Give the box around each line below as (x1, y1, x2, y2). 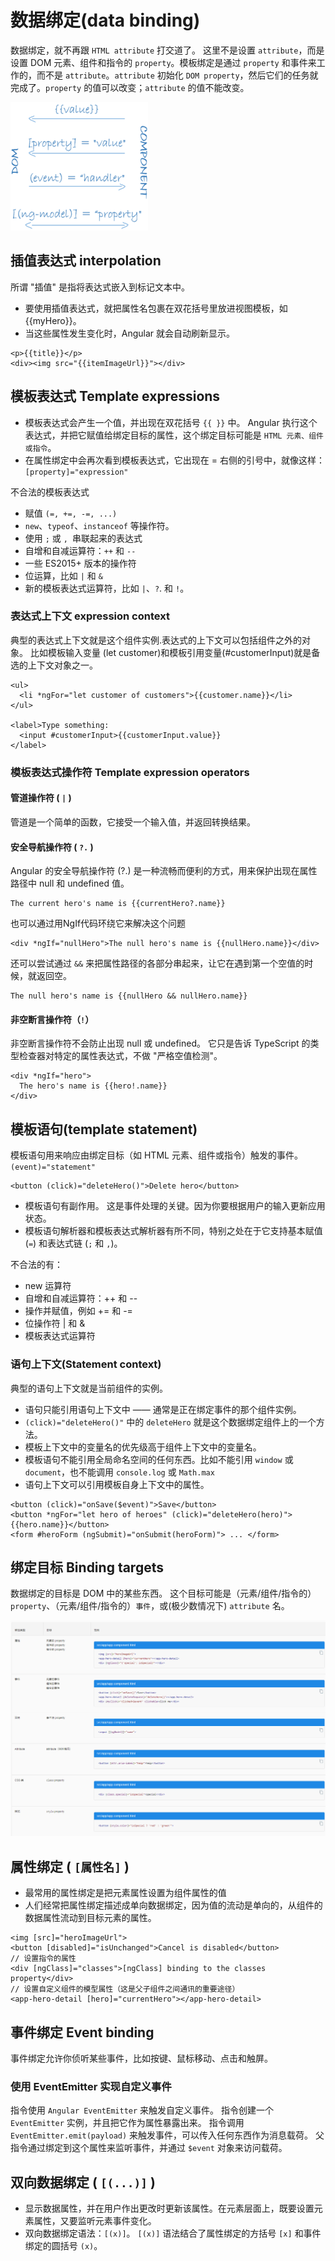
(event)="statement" (10, 1162, 97, 1173)
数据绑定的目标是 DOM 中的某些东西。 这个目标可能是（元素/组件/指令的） (10, 1587, 317, 1600)
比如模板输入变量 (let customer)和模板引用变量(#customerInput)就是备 (29, 646, 321, 658)
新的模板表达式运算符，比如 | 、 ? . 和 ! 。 (24, 582, 190, 594)
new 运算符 (24, 1280, 72, 1292)
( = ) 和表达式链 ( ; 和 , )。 (24, 1237, 123, 1250)
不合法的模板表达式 (10, 486, 90, 498)
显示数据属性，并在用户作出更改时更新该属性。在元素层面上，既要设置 (24, 2202, 315, 2215)
